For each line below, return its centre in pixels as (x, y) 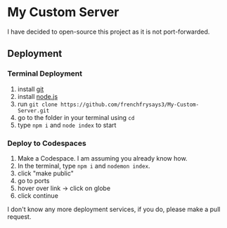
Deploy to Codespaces (47, 143)
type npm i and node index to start (67, 125)
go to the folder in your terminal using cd (76, 117)
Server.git (33, 110)
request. (19, 216)
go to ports (33, 180)
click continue (38, 195)
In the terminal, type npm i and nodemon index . (84, 166)
